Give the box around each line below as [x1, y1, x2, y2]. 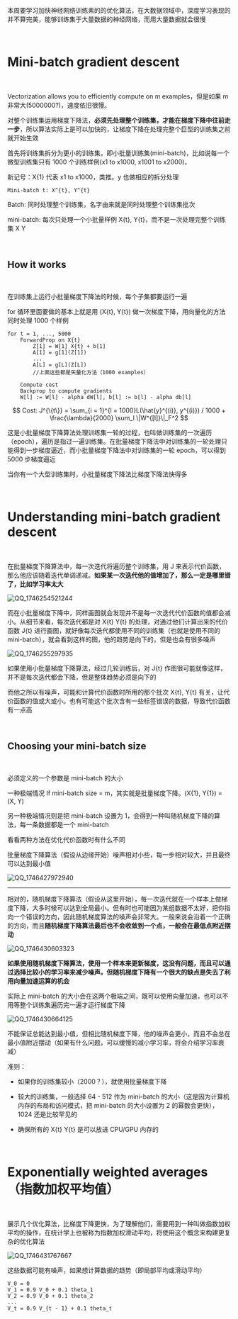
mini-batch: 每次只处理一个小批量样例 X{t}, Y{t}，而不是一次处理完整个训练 [7, 215, 227, 223]
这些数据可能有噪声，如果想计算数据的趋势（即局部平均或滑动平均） [7, 1266, 206, 1274]
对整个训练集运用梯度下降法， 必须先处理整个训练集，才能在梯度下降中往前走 [7, 116, 231, 124]
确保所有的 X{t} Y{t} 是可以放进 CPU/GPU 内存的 [17, 1125, 159, 1133]
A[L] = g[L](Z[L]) [33, 361, 87, 369]
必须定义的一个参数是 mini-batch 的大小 [7, 773, 123, 782]
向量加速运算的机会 [13, 977, 69, 985]
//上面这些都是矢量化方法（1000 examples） [33, 369, 149, 376]
